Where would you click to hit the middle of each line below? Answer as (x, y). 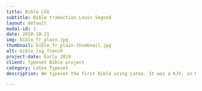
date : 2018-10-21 (28, 34)
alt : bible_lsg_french (35, 51)
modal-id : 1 (21, 29)
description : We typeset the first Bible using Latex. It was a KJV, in (99, 74)
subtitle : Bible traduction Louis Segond (59, 17)
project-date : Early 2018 (38, 57)
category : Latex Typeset (37, 68)
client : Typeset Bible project (45, 62)
